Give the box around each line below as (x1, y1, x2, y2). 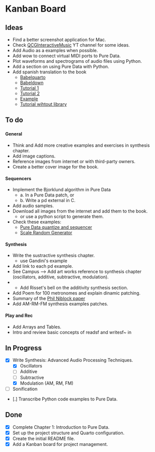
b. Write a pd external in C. (20, 197, 75, 203)
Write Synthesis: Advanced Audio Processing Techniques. (12, 357, 133, 363)
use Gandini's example (20, 258, 67, 264)
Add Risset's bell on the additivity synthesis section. (20, 284, 128, 291)
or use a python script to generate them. (20, 214, 104, 220)
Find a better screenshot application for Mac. (12, 36, 107, 43)
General (5, 131, 23, 137)
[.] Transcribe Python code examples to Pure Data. (12, 396, 118, 402)
